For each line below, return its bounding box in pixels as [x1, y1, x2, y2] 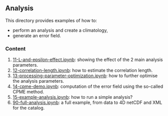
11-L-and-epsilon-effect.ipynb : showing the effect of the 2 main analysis [12, 56, 163, 63]
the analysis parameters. [12, 78, 64, 84]
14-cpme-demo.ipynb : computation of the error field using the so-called [12, 83, 163, 90]
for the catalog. [12, 105, 45, 111]
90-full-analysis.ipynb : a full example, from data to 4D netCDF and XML [12, 99, 162, 105]
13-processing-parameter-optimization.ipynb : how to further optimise [12, 73, 158, 79]
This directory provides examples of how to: [5, 17, 97, 23]
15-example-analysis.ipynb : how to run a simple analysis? [12, 94, 133, 100]
